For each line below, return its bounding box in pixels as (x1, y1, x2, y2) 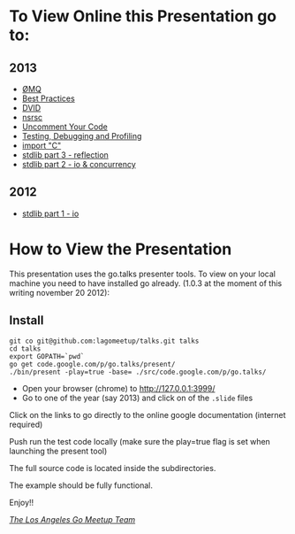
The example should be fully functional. (9, 480, 153, 491)
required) (9, 419, 43, 430)
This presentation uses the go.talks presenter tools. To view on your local (9, 268, 276, 279)
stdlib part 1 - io (21, 208, 79, 219)
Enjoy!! (9, 497, 34, 507)
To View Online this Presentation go (9, 6, 277, 27)
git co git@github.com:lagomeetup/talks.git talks (9, 337, 200, 345)
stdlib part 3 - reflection (21, 150, 109, 160)
